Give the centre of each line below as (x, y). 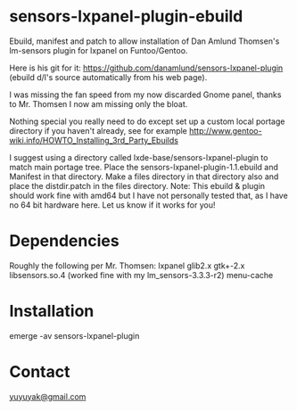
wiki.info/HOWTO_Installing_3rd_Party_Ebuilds (94, 140)
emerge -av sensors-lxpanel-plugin (74, 335)
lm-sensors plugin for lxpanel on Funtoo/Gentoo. (99, 50)
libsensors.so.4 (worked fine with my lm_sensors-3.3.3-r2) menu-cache (141, 275)
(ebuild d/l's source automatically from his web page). (108, 77)
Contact (40, 372)
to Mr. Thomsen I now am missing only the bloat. (99, 103)
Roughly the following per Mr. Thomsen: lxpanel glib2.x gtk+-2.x (127, 266)
